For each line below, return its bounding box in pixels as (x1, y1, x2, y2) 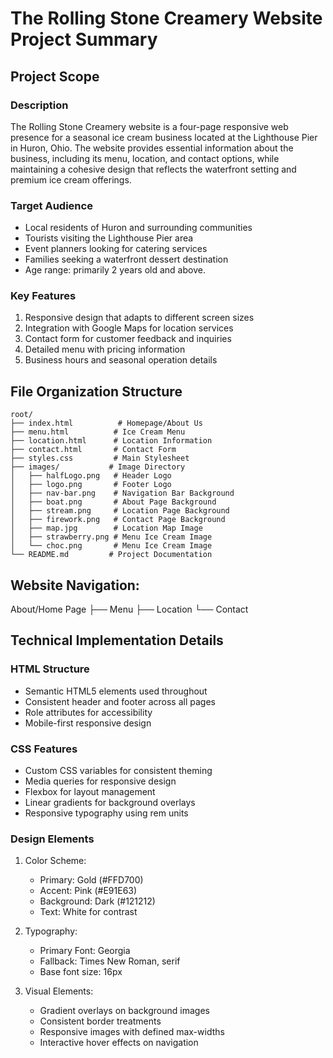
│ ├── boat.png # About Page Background (10, 497, 217, 507)
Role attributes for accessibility (24, 706, 153, 718)
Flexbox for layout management (24, 786, 156, 798)
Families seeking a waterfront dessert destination (24, 253, 229, 266)
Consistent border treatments (39, 1015, 162, 1027)
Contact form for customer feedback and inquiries (24, 333, 232, 345)
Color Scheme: (24, 855, 87, 867)
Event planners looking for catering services (24, 243, 208, 255)
